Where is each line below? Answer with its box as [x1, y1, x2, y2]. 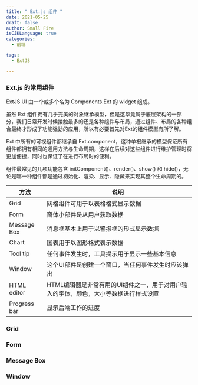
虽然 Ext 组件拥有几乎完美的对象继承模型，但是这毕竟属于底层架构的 [6, 110, 172, 118]
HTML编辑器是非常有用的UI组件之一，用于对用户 [47, 280, 182, 289]
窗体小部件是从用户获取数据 [47, 210, 124, 218]
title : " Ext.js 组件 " [6, 8, 63, 15]
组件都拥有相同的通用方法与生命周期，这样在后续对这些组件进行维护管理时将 [6, 145, 192, 152]
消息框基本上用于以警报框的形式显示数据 [47, 224, 159, 233]
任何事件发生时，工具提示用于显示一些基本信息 [47, 249, 177, 257]
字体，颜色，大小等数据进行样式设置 [58, 289, 159, 298]
